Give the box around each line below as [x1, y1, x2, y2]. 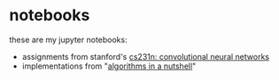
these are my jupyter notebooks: [9, 34, 128, 45]
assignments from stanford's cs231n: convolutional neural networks [21, 51, 270, 62]
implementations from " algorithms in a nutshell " [21, 61, 197, 71]
